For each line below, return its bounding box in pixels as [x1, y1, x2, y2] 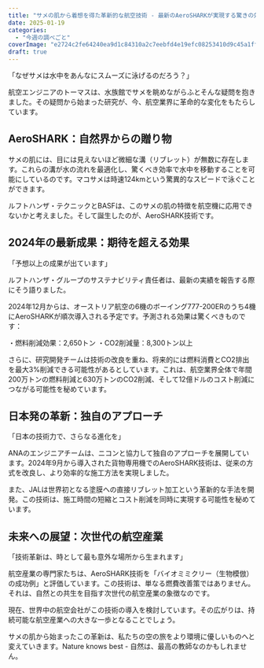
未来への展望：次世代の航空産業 [8, 530, 163, 543]
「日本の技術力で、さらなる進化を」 [8, 432, 126, 441]
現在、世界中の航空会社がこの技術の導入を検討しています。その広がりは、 [8, 605, 249, 614]
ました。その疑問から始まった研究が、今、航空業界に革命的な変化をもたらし [8, 98, 256, 106]
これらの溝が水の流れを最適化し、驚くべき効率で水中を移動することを [20, 164, 249, 174]
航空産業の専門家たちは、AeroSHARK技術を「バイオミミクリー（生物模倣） [8, 569, 254, 578]
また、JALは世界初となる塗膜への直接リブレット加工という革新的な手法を [8, 485, 247, 494]
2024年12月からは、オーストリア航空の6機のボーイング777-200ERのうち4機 [8, 301, 256, 311]
